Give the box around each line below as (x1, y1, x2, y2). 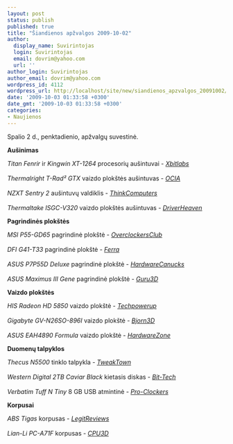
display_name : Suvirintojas (13, 42, 95, 49)
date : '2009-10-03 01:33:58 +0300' (7, 94, 110, 101)
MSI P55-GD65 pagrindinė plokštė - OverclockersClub (7, 230, 163, 239)
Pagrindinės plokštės (7, 216, 70, 225)
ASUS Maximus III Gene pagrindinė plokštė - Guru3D (7, 275, 159, 283)
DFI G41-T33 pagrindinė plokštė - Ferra (7, 245, 120, 253)
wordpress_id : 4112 (7, 81, 64, 88)
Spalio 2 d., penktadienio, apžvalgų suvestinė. (7, 133, 139, 141)
